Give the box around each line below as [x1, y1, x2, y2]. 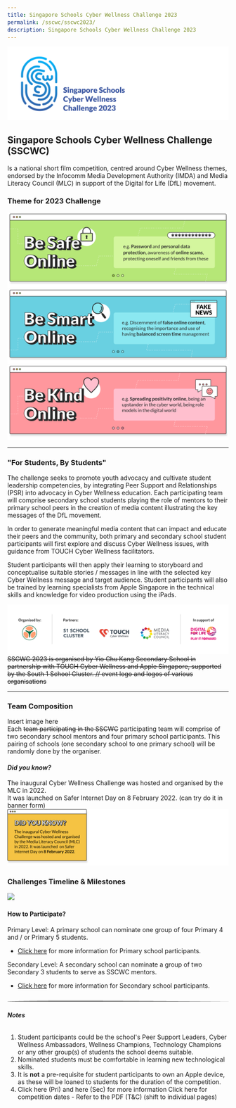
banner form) [7, 801, 46, 810]
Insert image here [7, 718, 58, 726]
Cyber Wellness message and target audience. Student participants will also [7, 575, 228, 584]
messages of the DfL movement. [7, 511, 102, 520]
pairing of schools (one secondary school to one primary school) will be [7, 739, 216, 749]
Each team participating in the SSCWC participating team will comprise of [7, 725, 221, 733]
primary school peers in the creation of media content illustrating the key [7, 504, 218, 512]
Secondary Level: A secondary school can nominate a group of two [7, 960, 202, 969]
